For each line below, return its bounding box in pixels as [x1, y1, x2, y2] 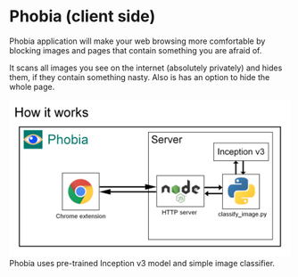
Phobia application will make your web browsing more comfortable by [9, 36, 266, 46]
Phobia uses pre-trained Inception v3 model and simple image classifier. [9, 258, 275, 269]
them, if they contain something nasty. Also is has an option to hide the [9, 71, 270, 82]
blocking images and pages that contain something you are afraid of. [9, 45, 262, 55]
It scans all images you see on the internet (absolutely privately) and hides [9, 62, 283, 73]
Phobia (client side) [9, 6, 156, 27]
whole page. [9, 81, 55, 92]
